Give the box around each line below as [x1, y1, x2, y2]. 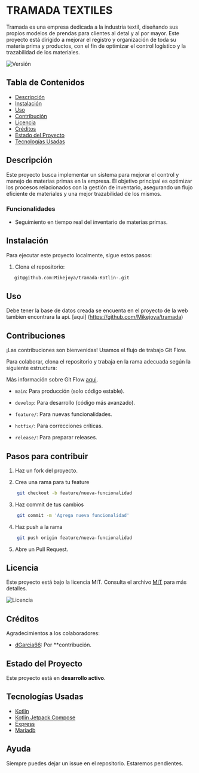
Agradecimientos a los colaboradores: [6, 630, 100, 637]
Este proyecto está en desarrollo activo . [6, 675, 106, 682]
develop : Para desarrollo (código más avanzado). [14, 399, 136, 406]
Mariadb [14, 726, 36, 734]
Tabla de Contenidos [6, 78, 85, 88]
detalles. [6, 585, 27, 592]
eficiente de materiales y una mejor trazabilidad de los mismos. [6, 190, 162, 197]
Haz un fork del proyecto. [14, 467, 78, 474]
